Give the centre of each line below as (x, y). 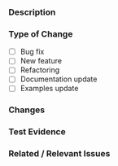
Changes (27, 110)
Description (32, 12)
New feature (41, 61)
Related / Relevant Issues (59, 154)
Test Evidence (37, 132)
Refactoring (40, 70)
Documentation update (59, 79)
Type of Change (41, 33)
